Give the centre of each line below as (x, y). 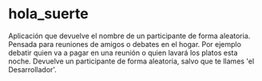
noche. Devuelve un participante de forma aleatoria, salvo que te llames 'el (131, 61)
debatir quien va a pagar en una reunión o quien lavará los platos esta (123, 52)
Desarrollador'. (33, 69)
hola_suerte (49, 14)
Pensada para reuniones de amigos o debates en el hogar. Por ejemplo (125, 44)
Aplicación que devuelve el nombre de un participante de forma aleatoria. (129, 36)
